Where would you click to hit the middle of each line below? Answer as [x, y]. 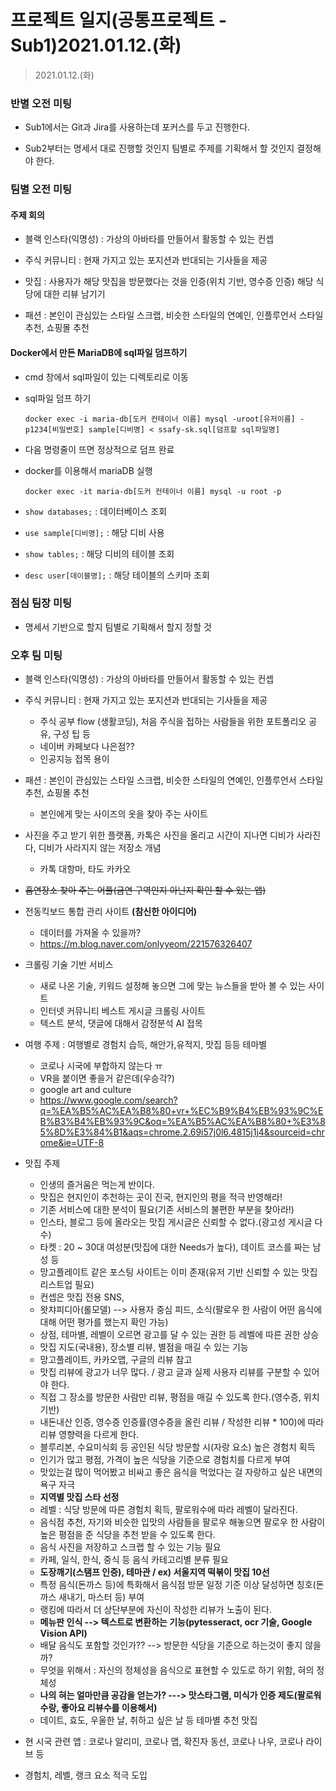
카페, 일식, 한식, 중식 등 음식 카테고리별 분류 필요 [134, 1560]
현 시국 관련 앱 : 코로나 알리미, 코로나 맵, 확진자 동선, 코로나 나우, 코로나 [164, 1742]
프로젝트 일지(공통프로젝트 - [119, 20]
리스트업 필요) [67, 1285]
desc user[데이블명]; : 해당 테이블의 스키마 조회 [117, 575]
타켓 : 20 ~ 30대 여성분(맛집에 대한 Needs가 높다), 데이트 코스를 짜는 [175, 1247]
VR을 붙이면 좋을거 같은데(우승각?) [107, 1078]
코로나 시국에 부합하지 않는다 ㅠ [101, 1066]
